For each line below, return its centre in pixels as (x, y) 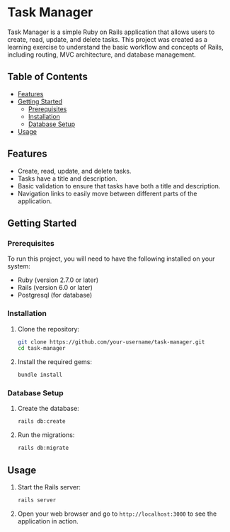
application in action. (48, 521)
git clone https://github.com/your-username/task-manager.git (111, 342)
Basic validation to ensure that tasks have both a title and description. (119, 186)
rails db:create (41, 421)
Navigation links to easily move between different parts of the (107, 193)
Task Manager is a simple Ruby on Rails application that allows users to (111, 32)
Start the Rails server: (49, 487)
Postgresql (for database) (55, 295)
